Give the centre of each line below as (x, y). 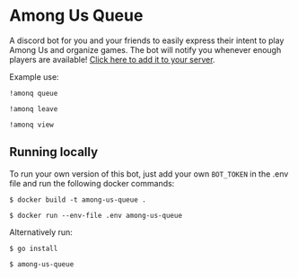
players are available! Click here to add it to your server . (112, 59)
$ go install (34, 248)
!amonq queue (34, 93)
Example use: (35, 76)
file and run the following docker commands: (92, 183)
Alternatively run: (41, 232)
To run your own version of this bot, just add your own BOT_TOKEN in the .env (149, 174)
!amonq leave (34, 109)
